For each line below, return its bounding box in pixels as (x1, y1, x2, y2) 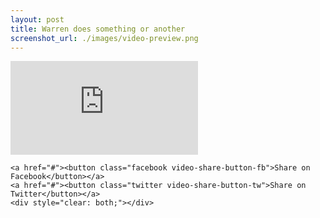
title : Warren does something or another (10, 24, 186, 34)
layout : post (10, 14, 65, 25)
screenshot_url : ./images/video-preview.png (10, 33, 199, 43)
